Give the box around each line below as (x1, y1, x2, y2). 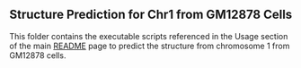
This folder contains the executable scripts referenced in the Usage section (9, 30, 288, 41)
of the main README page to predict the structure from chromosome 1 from (9, 40, 290, 51)
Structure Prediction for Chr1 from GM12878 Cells (9, 7, 293, 22)
